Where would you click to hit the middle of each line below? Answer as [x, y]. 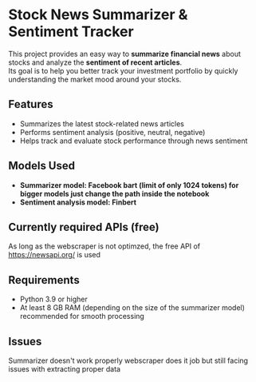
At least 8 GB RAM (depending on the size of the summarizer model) [132, 308]
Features [31, 104]
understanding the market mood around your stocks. [95, 79]
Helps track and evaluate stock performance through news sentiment [134, 141]
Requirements [44, 280]
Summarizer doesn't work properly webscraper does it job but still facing [128, 360]
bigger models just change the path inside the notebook [114, 193]
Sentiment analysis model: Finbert [78, 202]
